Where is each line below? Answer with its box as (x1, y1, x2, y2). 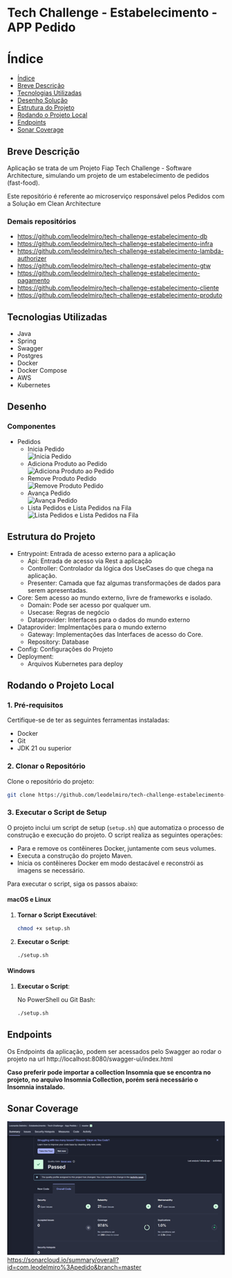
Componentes (7, 422, 57, 432)
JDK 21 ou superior (17, 744, 72, 752)
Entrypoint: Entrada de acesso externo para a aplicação (17, 549, 176, 557)
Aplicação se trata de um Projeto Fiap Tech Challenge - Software (7, 164, 192, 172)
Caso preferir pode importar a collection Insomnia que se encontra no (7, 1068, 211, 1076)
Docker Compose (17, 367, 68, 375)
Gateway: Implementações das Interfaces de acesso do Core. (27, 630, 204, 638)
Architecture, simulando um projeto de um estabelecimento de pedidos (7, 171, 209, 179)
